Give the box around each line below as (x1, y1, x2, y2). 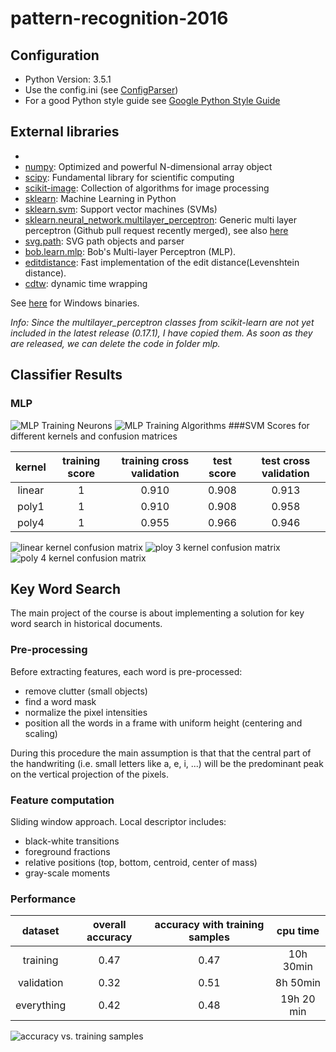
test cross (261, 453, 311, 467)
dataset (21, 924, 60, 938)
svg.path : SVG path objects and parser (24, 235, 185, 247)
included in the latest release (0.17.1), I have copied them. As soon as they (10, 327, 313, 339)
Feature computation (10, 793, 115, 807)
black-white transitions (24, 835, 120, 847)
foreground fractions (24, 845, 111, 857)
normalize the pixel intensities (24, 706, 148, 718)
